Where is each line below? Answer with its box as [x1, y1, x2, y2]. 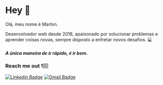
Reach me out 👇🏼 [5, 62, 49, 69]
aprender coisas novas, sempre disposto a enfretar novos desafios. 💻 [5, 36, 152, 42]
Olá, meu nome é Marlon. [5, 21, 58, 27]
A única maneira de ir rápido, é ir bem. [5, 50, 88, 56]
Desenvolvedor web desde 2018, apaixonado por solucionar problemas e [5, 31, 158, 37]
